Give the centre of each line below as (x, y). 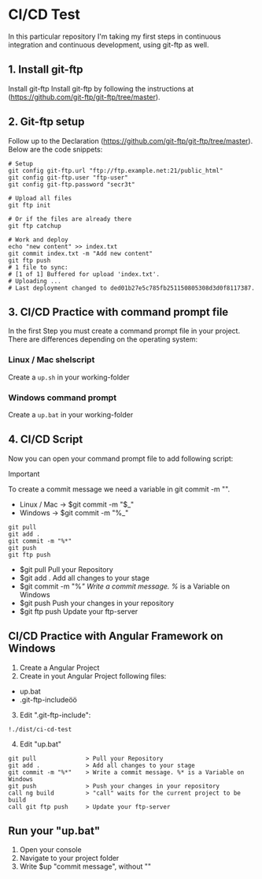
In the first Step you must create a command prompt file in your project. (124, 331)
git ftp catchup (35, 226)
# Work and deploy (38, 239)
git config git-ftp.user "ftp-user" (68, 178)
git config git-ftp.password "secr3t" (72, 184)
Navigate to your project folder (69, 858)
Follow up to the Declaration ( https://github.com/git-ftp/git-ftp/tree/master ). (131, 140)
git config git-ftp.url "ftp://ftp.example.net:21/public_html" (116, 170)
